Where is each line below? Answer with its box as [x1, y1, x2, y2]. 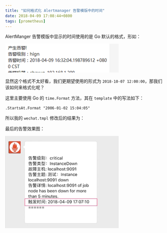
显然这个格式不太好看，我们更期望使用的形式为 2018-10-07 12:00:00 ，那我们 [5, 78, 163, 84]
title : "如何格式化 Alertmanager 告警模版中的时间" [5, 8, 105, 13]
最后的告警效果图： [5, 125, 45, 132]
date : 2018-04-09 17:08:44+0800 [5, 13, 72, 18]
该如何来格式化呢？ [5, 84, 45, 90]
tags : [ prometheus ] [5, 18, 46, 23]
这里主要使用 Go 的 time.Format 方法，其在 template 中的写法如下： [5, 95, 144, 101]
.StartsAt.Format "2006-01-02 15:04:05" [5, 105, 91, 111]
